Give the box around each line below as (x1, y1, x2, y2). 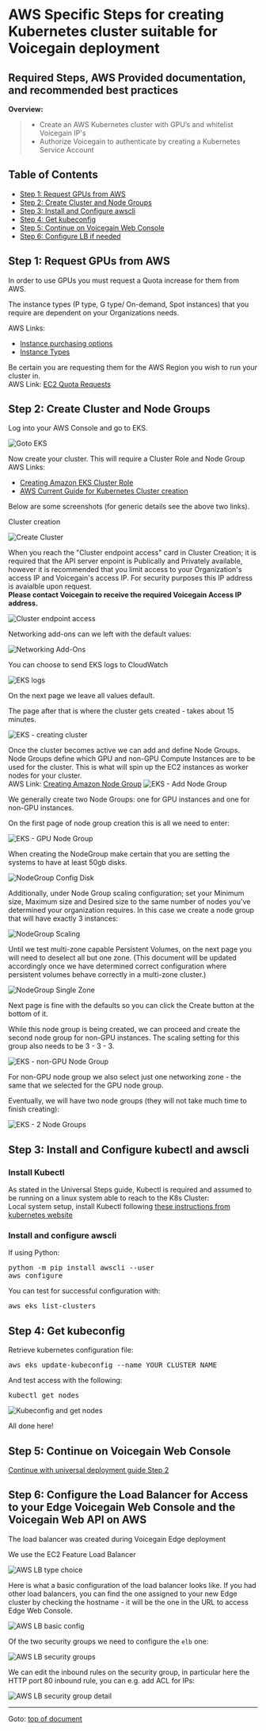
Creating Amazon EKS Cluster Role (19, 478, 134, 488)
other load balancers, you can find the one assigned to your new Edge (8, 1589, 237, 1598)
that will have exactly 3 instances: (8, 914, 119, 923)
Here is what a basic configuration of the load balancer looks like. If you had (8, 1580, 256, 1590)
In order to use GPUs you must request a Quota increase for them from (8, 276, 240, 285)
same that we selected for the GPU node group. (8, 1080, 164, 1090)
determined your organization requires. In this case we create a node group (8, 906, 255, 915)
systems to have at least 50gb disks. (8, 858, 127, 867)
